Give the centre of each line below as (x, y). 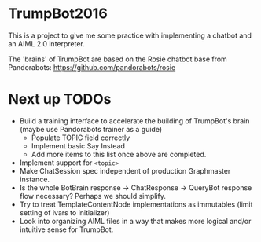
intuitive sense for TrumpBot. (66, 229)
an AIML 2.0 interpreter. (46, 43)
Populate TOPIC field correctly (81, 137)
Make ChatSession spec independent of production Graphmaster (125, 170)
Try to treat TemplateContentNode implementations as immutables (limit (136, 204)
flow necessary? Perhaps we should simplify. (93, 196)
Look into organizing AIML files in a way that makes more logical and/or (135, 221)
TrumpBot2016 (58, 14)
